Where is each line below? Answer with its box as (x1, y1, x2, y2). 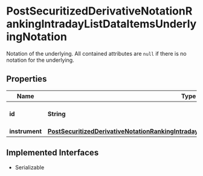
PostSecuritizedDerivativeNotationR (6, 4, 193, 18)
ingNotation (6, 30, 68, 44)
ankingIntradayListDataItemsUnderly (6, 17, 197, 31)
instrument (9, 127, 42, 135)
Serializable (14, 163, 45, 171)
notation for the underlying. (6, 56, 74, 64)
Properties (6, 74, 47, 84)
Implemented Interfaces (6, 148, 99, 158)
